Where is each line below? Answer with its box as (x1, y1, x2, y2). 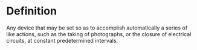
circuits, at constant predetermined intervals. (6, 37, 118, 44)
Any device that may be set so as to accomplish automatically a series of (6, 24, 188, 31)
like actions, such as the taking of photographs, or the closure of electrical (6, 30, 192, 37)
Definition (6, 4, 57, 18)
